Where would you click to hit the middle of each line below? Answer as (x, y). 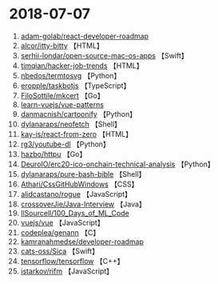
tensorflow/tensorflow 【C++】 (72, 261)
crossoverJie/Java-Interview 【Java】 (83, 204)
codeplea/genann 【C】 (60, 232)
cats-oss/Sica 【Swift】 (59, 251)
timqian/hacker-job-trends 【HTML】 (82, 66)
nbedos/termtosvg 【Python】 (71, 75)
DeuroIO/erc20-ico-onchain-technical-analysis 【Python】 (117, 164)
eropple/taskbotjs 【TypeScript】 (75, 86)
